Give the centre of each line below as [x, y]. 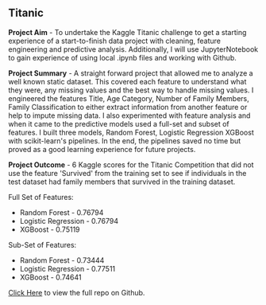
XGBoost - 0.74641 [50, 277]
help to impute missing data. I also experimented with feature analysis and [129, 115]
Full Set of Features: [41, 197]
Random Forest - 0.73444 [62, 260]
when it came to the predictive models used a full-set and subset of [119, 123]
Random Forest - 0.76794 [62, 212]
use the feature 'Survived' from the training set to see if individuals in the [127, 173]
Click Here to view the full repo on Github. [77, 292]
